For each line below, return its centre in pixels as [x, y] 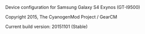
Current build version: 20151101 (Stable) [46, 26]
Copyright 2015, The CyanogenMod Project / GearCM [61, 17]
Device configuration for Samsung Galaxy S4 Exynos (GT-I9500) [73, 7]
